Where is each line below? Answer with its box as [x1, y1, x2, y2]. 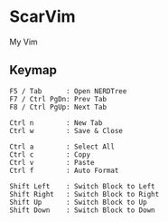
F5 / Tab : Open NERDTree [9, 86, 127, 96]
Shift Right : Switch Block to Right [9, 189, 160, 198]
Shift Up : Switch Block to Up [9, 198, 147, 207]
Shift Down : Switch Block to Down [9, 206, 155, 215]
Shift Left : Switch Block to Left [9, 181, 155, 191]
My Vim [9, 36, 38, 47]
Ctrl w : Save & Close [9, 126, 124, 135]
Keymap [9, 63, 57, 78]
